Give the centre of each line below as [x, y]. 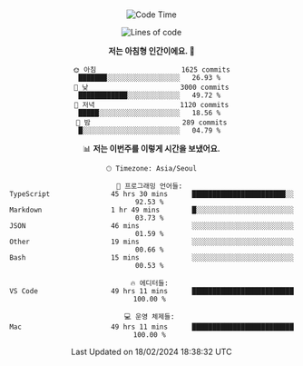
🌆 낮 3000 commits [151, 87]
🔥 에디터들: [149, 283]
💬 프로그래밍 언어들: [150, 186]
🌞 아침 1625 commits [151, 70]
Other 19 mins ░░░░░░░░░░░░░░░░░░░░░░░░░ [151, 242]
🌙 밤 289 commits [151, 123]
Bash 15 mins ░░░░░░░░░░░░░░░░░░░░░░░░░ [151, 258]
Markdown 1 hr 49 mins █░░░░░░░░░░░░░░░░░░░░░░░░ [151, 210]
